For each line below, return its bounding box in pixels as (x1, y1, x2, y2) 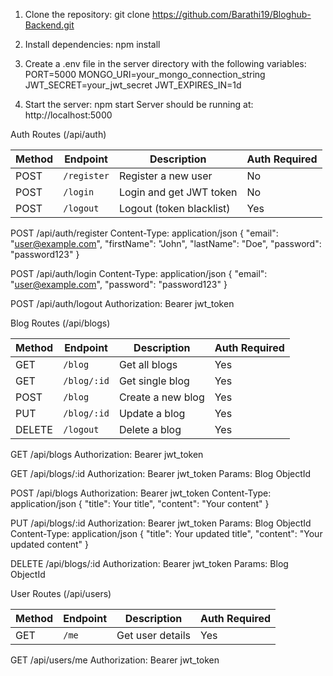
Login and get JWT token (118, 185, 238, 199)
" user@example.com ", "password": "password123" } (10, 279, 228, 290)
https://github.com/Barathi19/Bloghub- (151, 9, 312, 20)
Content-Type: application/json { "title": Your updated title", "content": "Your (10, 528, 323, 539)
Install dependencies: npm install (24, 39, 161, 50)
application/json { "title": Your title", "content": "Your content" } (10, 498, 270, 509)
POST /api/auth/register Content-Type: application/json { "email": (10, 227, 279, 239)
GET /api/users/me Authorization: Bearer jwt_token (10, 654, 220, 666)
